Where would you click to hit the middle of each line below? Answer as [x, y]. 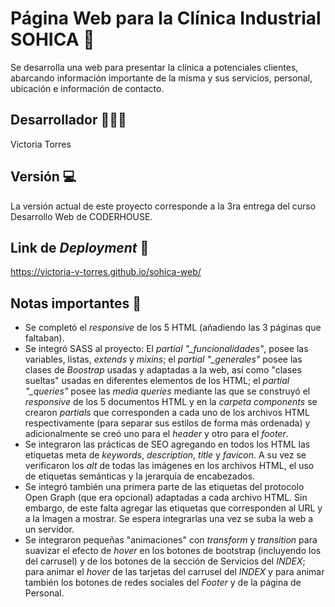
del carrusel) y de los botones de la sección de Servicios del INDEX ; [165, 561]
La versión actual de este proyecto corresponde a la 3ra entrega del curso [163, 206]
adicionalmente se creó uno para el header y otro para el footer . [156, 434]
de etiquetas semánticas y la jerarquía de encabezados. [140, 476]
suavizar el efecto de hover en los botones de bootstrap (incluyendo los [173, 551]
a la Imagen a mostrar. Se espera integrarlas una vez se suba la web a [169, 519]
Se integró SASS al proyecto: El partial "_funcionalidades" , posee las [166, 349]
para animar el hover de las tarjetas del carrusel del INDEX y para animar [174, 572]
